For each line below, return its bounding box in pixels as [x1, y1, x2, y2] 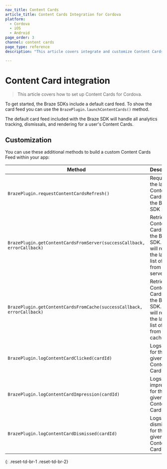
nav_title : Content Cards [5, 7, 59, 12]
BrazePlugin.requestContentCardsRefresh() [7, 191, 110, 197]
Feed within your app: [5, 154, 50, 160]
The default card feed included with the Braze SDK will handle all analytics [5, 116, 158, 122]
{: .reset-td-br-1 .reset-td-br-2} [5, 459, 69, 465]
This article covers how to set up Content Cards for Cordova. [17, 91, 143, 97]
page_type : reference [5, 44, 50, 49]
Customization [5, 136, 52, 144]
